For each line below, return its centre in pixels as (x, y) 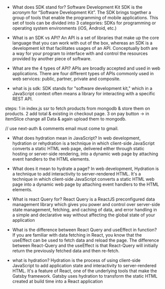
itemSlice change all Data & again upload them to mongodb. (66, 119)
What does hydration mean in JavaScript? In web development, (76, 138)
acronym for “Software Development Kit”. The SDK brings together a (82, 12)
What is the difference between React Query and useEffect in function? (84, 230)
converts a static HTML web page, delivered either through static (78, 148)
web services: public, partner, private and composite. (66, 79)
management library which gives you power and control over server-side (86, 204)
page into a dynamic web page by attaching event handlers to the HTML (85, 184)
